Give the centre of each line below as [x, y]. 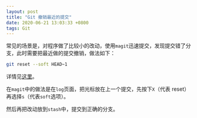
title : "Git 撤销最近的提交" [39, 17]
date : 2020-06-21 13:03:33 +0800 [47, 23]
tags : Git [18, 28]
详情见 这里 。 [22, 76]
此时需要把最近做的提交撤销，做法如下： [66, 53]
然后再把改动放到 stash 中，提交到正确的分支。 [62, 109]
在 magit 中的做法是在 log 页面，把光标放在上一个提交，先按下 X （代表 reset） [98, 89]
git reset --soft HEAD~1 [37, 65]
